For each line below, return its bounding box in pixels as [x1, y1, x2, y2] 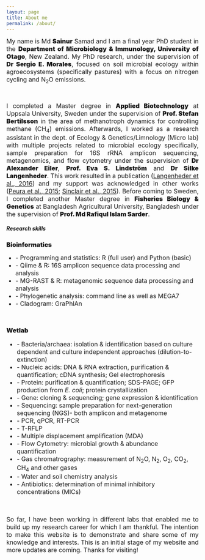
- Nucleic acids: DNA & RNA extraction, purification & [16, 362, 170, 371]
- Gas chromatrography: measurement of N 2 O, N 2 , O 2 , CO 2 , [16, 454, 189, 464]
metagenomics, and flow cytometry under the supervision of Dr [6, 156, 199, 165]
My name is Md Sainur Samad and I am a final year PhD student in [6, 37, 199, 46]
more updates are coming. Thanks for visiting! [6, 546, 138, 554]
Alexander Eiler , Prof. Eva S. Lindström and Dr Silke [6, 163, 200, 172]
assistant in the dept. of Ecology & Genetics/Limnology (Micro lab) [6, 133, 199, 141]
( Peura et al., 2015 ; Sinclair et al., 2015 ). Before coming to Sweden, [6, 187, 200, 195]
